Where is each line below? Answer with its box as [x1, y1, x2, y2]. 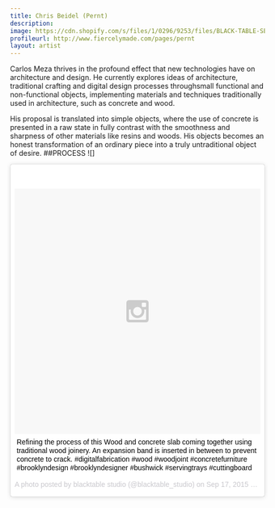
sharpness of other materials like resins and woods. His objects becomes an [10, 131, 264, 141]
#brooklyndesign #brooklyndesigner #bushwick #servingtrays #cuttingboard [16, 464, 252, 472]
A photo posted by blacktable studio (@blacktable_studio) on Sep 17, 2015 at [15, 480, 257, 489]
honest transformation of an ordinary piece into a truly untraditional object [10, 140, 257, 149]
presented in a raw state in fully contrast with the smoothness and [10, 123, 231, 132]
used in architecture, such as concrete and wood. [10, 99, 176, 108]
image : [10, 27, 32, 35]
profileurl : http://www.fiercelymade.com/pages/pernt [10, 34, 196, 43]
